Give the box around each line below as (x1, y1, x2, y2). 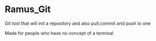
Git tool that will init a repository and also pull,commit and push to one (5, 20, 151, 26)
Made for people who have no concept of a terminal (5, 30, 114, 36)
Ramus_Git (5, 4, 51, 15)
